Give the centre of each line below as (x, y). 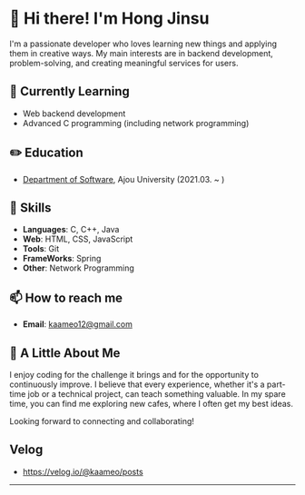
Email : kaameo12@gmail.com (78, 324)
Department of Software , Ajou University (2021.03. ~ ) (123, 179)
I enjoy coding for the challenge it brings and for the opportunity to (134, 375)
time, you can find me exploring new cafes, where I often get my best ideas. (151, 404)
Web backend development (74, 114)
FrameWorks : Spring (62, 259)
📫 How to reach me (66, 297)
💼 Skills (30, 208)
